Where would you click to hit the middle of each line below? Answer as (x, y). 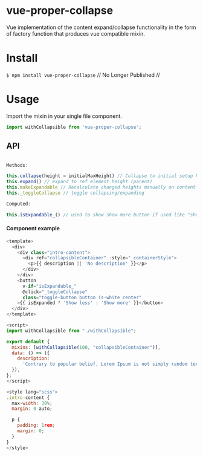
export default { (28, 342)
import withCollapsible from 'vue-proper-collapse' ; (74, 127)
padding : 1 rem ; (36, 426)
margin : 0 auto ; (32, 409)
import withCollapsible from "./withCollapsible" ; (71, 331)
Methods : (17, 165)
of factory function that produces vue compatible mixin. (76, 33)
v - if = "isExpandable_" (50, 286)
